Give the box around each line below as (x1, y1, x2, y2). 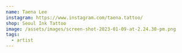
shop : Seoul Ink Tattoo (6, 20, 67, 26)
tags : (6, 32, 20, 38)
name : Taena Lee (6, 9, 47, 15)
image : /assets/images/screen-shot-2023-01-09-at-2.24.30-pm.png (6, 26, 176, 32)
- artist (11, 37, 34, 43)
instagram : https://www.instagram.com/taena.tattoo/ (6, 15, 143, 21)
